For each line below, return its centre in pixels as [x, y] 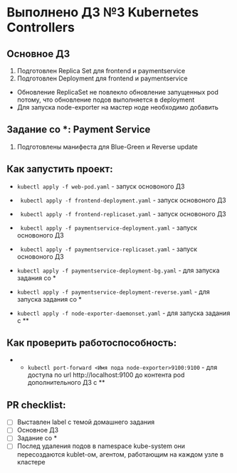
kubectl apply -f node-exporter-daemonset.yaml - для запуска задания [123, 313]
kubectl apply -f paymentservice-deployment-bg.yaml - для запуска [118, 270]
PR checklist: [36, 405]
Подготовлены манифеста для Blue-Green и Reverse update [107, 147]
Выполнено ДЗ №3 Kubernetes [103, 12]
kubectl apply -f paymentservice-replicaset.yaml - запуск [109, 249]
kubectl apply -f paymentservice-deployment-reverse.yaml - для [114, 292]
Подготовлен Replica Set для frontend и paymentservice [101, 71]
